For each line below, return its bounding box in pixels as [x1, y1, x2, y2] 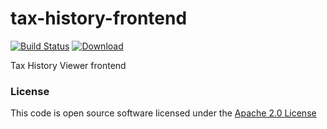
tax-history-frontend [10, 7, 188, 30]
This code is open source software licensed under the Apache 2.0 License [10, 107, 317, 119]
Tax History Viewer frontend [10, 59, 127, 71]
